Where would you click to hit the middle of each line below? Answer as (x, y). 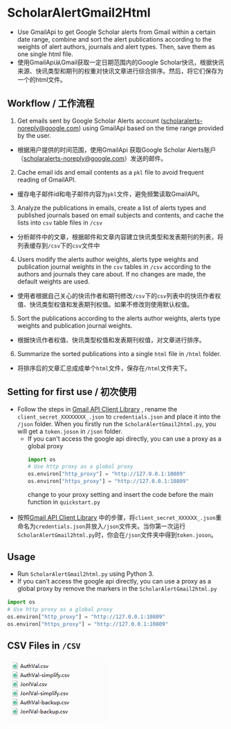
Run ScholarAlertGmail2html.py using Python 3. (85, 574)
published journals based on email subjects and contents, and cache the (120, 215)
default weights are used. (53, 281)
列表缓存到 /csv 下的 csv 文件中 (58, 245)
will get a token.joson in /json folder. (70, 431)
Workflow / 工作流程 (51, 104)
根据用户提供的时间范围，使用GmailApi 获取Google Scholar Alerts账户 (117, 150)
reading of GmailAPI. (47, 179)
